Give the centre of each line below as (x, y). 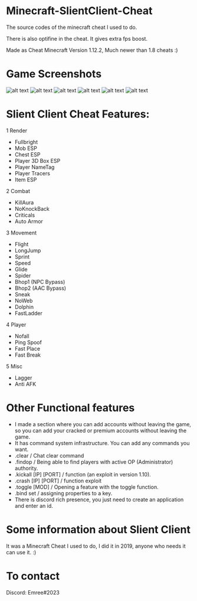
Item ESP (26, 179)
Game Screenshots (54, 74)
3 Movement (22, 233)
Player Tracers (32, 173)
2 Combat (18, 191)
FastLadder (28, 313)
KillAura (24, 202)
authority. (26, 468)
